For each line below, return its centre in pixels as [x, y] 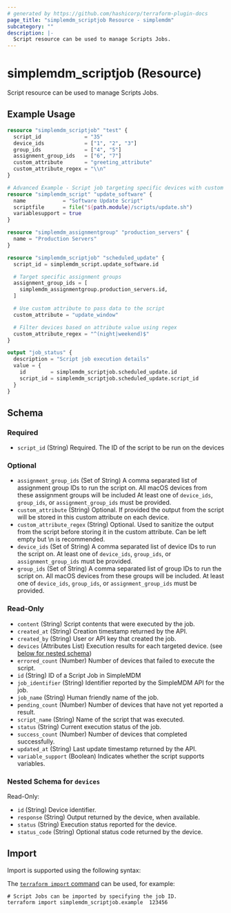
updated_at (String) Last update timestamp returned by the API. [107, 748]
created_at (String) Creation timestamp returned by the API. [102, 631]
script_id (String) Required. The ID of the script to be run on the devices [121, 448]
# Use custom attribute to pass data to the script [89, 308]
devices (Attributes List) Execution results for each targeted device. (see [120, 646]
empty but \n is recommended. [61, 539]
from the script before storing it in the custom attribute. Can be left [112, 532]
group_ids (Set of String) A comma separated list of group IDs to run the [119, 569]
